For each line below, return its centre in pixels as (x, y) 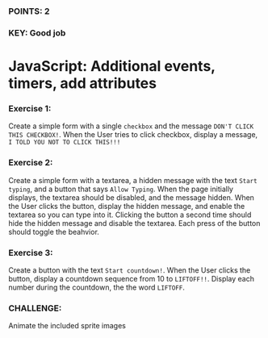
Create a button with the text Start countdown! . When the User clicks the (130, 270)
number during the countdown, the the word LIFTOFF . (97, 287)
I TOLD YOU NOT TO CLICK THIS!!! (65, 143)
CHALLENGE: (35, 308)
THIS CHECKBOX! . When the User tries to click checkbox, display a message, (133, 135)
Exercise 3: (31, 252)
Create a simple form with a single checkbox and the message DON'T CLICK (131, 126)
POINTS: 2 (29, 11)
